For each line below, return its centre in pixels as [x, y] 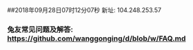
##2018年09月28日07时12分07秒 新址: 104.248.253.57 [84, 10]
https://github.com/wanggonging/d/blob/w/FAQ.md [96, 38]
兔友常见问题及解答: [40, 29]
